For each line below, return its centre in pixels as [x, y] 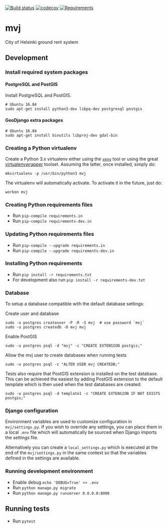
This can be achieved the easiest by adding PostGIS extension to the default [84, 379]
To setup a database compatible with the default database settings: [75, 304]
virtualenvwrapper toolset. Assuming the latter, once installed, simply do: [80, 164]
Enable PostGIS [21, 337]
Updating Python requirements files [50, 234]
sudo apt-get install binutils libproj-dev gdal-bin [61, 135]
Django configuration [32, 411]
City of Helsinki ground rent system [42, 42]
